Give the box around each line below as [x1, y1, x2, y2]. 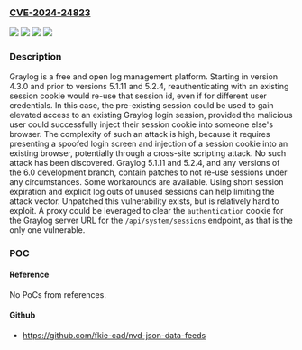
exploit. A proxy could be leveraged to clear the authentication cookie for [9, 205, 284, 216]
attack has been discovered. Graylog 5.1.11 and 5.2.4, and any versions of [9, 157, 280, 168]
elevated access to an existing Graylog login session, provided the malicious [9, 109, 293, 120]
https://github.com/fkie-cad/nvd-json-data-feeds [22, 329, 206, 340]
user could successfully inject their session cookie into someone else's [9, 119, 273, 130]
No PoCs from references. [9, 289, 106, 299]
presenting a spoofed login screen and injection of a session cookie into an [9, 138, 288, 149]
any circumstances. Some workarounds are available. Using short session [9, 176, 284, 187]
